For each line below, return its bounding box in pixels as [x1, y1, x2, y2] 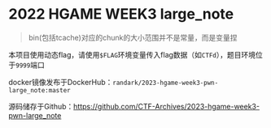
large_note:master [8, 86, 71, 94]
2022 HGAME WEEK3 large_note [8, 5, 234, 23]
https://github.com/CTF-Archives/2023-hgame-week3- [72, 101, 260, 111]
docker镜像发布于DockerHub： [8, 77, 113, 87]
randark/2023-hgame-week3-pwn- [112, 79, 219, 87]
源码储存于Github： [8, 101, 74, 111]
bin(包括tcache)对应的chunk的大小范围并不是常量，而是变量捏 [28, 32, 238, 42]
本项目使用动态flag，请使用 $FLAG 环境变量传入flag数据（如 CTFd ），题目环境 [8, 49, 256, 59]
